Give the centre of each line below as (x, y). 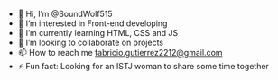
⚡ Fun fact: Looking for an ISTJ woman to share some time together (143, 66)
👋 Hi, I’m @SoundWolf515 (65, 14)
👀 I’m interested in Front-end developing (93, 23)
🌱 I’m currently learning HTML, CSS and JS (98, 33)
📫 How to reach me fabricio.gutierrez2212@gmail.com (120, 53)
